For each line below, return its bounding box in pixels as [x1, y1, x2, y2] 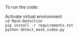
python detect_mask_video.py [5, 27, 65, 32]
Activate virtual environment [5, 14, 62, 19]
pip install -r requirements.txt [5, 23, 74, 28]
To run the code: [5, 4, 39, 10]
